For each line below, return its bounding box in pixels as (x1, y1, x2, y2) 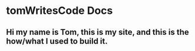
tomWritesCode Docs (6, 4, 113, 17)
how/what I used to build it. (6, 36, 108, 46)
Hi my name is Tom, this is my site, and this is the (6, 27, 190, 37)
